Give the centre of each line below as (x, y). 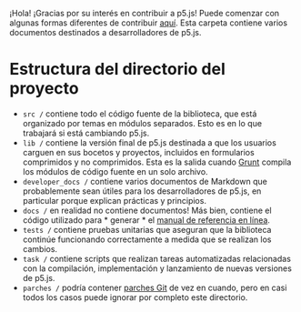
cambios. (40, 248)
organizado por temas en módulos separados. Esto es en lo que (142, 123)
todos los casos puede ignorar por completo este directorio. (135, 297)
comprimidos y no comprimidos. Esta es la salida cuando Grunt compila (157, 162)
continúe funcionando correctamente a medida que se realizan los (147, 239)
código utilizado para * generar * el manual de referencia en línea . (146, 220)
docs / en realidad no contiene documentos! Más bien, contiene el (147, 210)
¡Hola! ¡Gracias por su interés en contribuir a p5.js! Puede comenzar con (145, 13)
